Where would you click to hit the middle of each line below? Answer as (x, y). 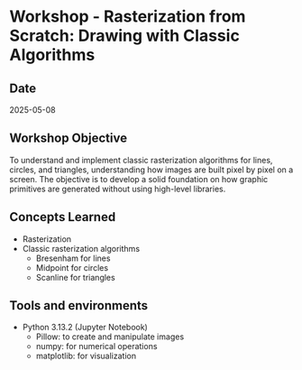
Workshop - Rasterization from (128, 17)
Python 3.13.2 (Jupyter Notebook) (85, 328)
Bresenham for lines (73, 258)
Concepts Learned (63, 217)
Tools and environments (79, 305)
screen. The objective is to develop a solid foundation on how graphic (139, 179)
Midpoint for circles (72, 267)
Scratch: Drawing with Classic (125, 36)
